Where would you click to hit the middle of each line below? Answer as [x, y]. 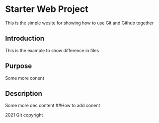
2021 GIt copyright [24, 115]
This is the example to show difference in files [52, 50]
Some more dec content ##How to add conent [53, 106]
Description [24, 93]
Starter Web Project [47, 9]
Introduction [25, 38]
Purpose [19, 66]
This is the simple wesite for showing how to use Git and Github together [79, 23]
